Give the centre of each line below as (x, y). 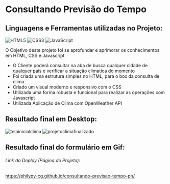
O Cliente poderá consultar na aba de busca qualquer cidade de (80, 65)
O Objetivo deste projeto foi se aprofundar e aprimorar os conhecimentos (82, 50)
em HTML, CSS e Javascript (35, 55)
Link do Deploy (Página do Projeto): (43, 160)
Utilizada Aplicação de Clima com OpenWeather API (67, 103)
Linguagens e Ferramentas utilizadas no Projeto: (84, 28)
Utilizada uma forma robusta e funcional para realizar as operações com (89, 92)
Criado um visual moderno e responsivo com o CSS (67, 87)
